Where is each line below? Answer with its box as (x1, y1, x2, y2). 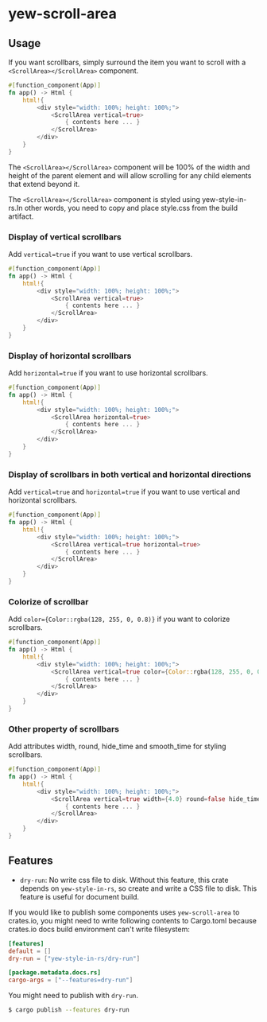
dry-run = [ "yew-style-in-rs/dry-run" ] (8, 954, 141, 962)
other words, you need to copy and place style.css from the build (24, 203, 238, 212)
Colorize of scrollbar (8, 596, 89, 607)
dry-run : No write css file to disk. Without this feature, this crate (19, 875, 229, 884)
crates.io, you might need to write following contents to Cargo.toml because (8, 915, 257, 925)
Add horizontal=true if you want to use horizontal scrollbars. (8, 368, 208, 378)
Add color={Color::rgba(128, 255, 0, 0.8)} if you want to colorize (8, 614, 230, 624)
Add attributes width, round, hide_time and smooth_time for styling (8, 741, 226, 752)
